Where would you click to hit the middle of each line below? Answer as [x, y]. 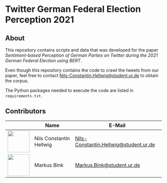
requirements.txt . [24, 96]
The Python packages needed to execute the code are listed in [69, 90]
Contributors [26, 111]
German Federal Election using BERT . [43, 60]
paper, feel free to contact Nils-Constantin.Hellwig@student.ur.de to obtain [82, 75]
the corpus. [17, 81]
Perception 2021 [40, 20]
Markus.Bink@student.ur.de [107, 165]
